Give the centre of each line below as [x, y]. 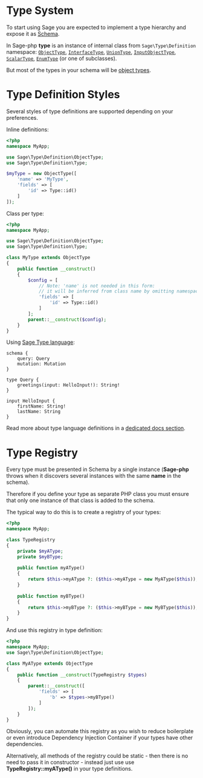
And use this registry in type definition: [54, 630]
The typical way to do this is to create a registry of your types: [84, 512]
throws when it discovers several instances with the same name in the [94, 476]
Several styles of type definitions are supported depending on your [90, 111]
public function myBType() [51, 596]
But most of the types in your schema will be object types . [79, 70]
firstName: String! [42, 406]
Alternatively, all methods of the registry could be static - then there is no [97, 756]
